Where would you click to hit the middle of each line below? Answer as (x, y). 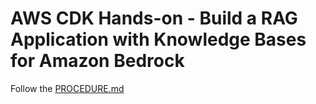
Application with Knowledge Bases (158, 39)
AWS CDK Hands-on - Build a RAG (154, 18)
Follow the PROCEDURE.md (67, 88)
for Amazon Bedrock (97, 61)
